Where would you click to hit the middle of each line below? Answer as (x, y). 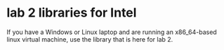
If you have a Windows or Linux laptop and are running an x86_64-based (112, 32)
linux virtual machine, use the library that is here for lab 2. (90, 39)
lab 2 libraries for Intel (72, 13)
